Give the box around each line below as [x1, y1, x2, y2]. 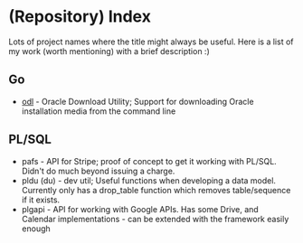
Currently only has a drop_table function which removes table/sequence [21, 184, 291, 195]
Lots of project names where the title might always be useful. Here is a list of [8, 36, 294, 47]
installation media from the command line [21, 106, 176, 117]
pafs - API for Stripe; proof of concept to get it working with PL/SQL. [21, 155, 277, 166]
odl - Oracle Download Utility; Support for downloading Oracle [21, 96, 254, 107]
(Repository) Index [8, 6, 151, 27]
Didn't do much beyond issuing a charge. [21, 165, 175, 176]
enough [21, 223, 51, 234]
